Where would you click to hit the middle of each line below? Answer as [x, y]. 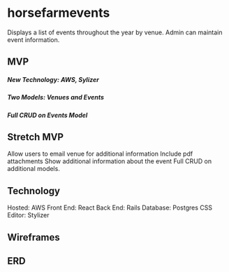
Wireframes [34, 237]
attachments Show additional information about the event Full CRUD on [109, 161]
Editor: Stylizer [28, 215]
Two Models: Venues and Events [56, 97]
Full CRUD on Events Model [47, 115]
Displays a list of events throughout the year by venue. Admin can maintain [115, 32]
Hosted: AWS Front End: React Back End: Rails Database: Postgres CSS [110, 208]
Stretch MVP [36, 137]
